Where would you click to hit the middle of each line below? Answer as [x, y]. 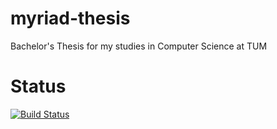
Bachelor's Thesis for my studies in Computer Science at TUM [139, 46]
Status [38, 86]
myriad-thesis [70, 18]
